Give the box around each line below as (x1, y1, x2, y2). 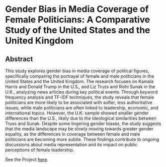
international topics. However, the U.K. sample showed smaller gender (5, 110, 149, 116)
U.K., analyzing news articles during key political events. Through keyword (5, 89, 158, 95)
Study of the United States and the (5, 25, 151, 36)
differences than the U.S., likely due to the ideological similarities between (5, 115, 157, 121)
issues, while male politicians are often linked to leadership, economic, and (5, 105, 159, 111)
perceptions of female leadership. (5, 147, 75, 153)
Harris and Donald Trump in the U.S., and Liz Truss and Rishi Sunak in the (5, 84, 156, 90)
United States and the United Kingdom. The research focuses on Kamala (5, 78, 154, 84)
